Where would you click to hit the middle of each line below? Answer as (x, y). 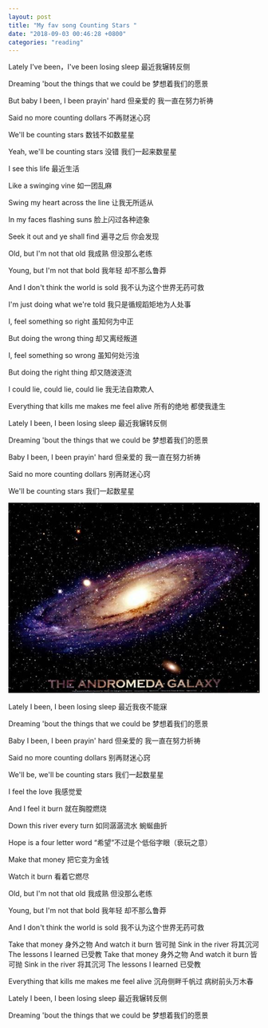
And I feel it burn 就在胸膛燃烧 (58, 808)
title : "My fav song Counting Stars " (73, 25)
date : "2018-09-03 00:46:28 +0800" (67, 34)
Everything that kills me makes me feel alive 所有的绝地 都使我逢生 (117, 407)
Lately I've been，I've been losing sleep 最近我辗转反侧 (99, 67)
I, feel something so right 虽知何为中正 (71, 321)
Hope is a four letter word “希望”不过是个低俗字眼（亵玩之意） (110, 842)
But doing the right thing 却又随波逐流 (70, 372)
